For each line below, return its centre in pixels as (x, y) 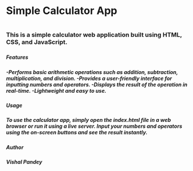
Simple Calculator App (62, 11)
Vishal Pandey (24, 162)
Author (15, 147)
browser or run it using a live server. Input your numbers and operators (94, 126)
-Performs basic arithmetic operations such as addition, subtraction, (92, 72)
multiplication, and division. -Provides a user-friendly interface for (89, 78)
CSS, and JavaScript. (37, 42)
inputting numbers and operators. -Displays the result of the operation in (97, 84)
